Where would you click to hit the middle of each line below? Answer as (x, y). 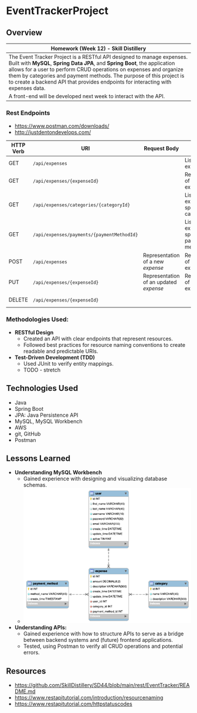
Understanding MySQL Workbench (58, 473)
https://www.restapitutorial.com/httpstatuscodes (73, 704)
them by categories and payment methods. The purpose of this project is (96, 75)
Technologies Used (42, 388)
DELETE (18, 299)
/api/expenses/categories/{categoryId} (82, 205)
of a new (153, 261)
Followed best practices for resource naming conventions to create (104, 344)
